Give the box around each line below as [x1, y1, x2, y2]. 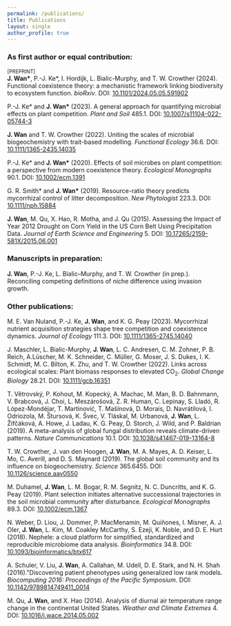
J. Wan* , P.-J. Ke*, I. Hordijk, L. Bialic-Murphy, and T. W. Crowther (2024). [7, 74, 218, 82]
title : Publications [7, 17, 67, 24]
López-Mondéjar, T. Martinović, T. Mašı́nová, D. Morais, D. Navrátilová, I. [7, 404, 213, 412]
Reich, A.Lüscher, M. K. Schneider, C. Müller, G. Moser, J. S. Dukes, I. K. [7, 353, 211, 361]
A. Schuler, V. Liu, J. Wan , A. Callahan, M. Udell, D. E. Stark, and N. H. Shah [7, 561, 221, 569]
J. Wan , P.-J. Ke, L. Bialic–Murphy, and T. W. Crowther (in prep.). [7, 269, 190, 277]
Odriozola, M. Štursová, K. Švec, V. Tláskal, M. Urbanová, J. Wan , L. [7, 412, 200, 420]
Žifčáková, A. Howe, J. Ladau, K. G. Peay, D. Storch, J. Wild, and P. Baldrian [7, 419, 221, 427]
